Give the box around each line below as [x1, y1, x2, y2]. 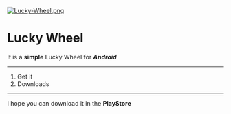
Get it [16, 72, 33, 81]
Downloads [16, 79, 49, 88]
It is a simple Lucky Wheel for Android [7, 53, 117, 61]
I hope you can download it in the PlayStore [7, 99, 132, 107]
